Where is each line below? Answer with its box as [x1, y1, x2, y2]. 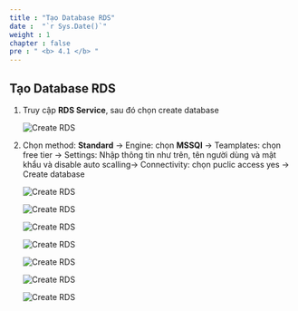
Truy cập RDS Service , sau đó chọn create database [22, 104, 219, 115]
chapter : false [9, 38, 71, 48]
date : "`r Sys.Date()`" [9, 22, 107, 31]
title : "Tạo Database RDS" [9, 13, 116, 23]
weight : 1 [9, 30, 51, 39]
